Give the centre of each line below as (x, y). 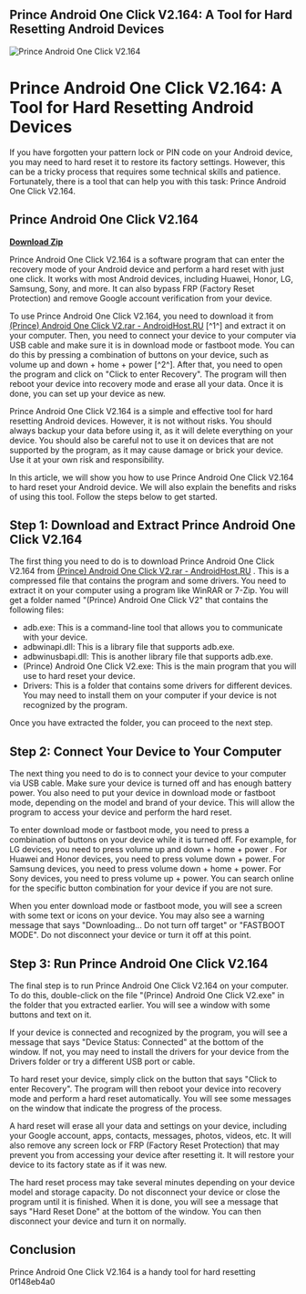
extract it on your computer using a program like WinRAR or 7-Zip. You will (149, 590)
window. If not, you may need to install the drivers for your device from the (149, 1052)
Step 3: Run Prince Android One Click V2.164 (139, 963)
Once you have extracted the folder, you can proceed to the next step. (141, 723)
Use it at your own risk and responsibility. (87, 459)
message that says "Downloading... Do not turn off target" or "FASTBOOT (147, 925)
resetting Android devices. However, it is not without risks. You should (141, 421)
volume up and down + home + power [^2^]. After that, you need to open (146, 364)
